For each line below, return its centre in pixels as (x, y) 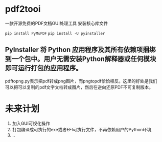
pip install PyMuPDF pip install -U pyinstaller (55, 33)
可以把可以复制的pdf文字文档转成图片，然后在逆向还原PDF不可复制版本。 (79, 87)
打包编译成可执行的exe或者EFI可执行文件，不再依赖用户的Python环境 (82, 129)
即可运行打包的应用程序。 (44, 68)
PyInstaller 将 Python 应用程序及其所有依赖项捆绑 (80, 50)
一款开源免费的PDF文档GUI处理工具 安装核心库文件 (57, 23)
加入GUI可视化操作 (31, 123)
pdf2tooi (23, 9)
